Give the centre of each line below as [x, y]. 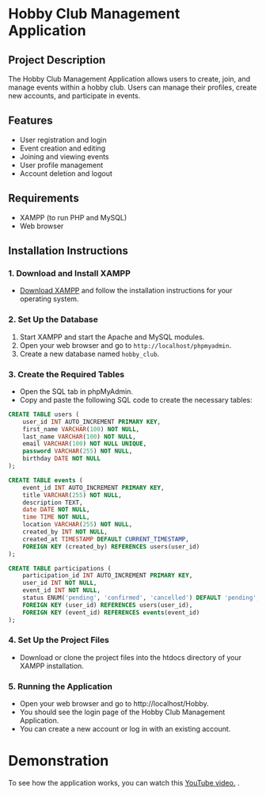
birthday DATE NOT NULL [62, 459]
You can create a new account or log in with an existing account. [125, 729]
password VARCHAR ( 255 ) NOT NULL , [78, 451]
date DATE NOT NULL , [56, 510]
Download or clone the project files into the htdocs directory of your [131, 657]
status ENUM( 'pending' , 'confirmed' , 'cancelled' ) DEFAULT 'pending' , [141, 598]
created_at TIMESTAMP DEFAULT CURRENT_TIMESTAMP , [106, 539]
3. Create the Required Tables [66, 374]
